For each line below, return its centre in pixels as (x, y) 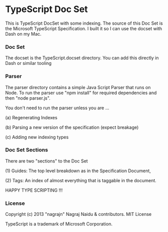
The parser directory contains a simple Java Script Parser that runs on (78, 87)
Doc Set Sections (27, 150)
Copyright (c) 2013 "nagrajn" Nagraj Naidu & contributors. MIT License (78, 214)
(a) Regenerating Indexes (31, 117)
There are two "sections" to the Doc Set (47, 161)
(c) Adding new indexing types (37, 137)
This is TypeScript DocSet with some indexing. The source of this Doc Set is (84, 23)
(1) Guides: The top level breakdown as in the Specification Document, (78, 171)
